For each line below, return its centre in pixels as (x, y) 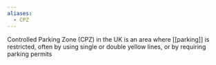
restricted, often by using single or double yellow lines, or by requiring (107, 47)
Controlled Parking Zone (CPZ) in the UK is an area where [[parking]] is (108, 39)
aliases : (20, 13)
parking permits (30, 54)
